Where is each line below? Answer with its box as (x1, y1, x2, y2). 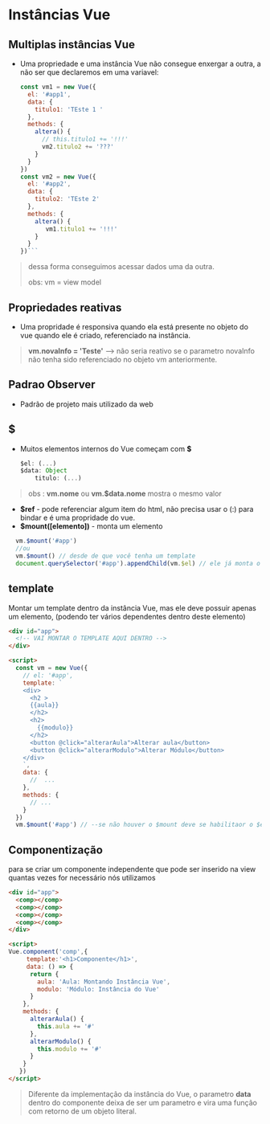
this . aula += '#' (37, 1022, 95, 1030)
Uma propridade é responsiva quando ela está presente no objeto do (19, 321, 249, 331)
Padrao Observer (8, 378, 96, 391)
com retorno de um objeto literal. (27, 1106, 137, 1116)
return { (29, 970, 59, 978)
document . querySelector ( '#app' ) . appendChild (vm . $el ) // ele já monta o (15, 559, 261, 567)
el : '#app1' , (27, 90, 72, 98)
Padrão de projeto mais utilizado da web (19, 399, 154, 409)
